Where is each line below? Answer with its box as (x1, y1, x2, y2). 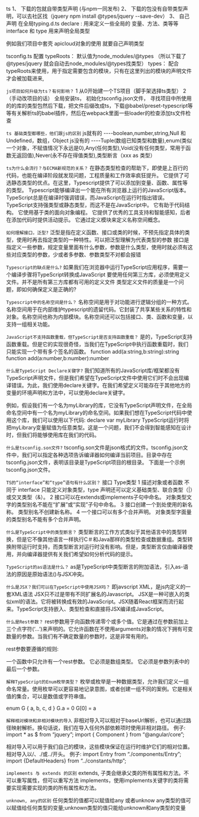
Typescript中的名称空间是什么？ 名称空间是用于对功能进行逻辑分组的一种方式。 (6, 299, 192, 305)
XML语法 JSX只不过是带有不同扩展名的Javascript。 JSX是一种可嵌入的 (11, 591, 185, 597)
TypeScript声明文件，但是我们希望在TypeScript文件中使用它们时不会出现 (6, 374, 184, 381)
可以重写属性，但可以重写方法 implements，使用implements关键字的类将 (6, 777, 184, 784)
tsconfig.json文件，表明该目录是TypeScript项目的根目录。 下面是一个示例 (6, 459, 185, 466)
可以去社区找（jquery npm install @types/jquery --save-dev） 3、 (16, 12, 178, 20)
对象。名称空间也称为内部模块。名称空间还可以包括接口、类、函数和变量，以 (6, 313, 193, 320)
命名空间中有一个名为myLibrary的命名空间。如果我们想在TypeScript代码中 (6, 409, 188, 416)
